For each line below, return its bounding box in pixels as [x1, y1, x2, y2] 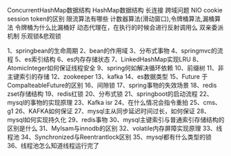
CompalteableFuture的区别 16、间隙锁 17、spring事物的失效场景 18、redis [7, 81, 217, 89]
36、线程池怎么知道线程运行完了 [7, 142, 100, 150]
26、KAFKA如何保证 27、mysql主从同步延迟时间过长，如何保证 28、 [14, 107, 210, 115]
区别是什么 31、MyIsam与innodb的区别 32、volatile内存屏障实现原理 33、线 [7, 124, 223, 133]
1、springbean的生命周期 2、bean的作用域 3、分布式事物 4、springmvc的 [7, 47, 217, 55]
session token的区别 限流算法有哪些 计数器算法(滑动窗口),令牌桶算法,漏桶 [7, 14, 215, 23]
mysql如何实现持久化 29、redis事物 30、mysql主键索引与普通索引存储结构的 [7, 116, 225, 124]
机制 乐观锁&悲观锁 [7, 32, 61, 40]
